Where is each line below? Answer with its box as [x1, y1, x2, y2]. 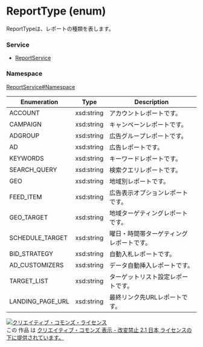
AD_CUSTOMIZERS [9, 260, 64, 269]
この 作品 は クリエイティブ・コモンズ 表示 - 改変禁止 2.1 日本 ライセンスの [6, 326, 192, 334]
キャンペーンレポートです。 [109, 120, 187, 128]
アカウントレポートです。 [109, 109, 182, 117]
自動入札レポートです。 [109, 250, 176, 258]
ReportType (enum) [6, 4, 106, 18]
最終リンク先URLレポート [109, 292, 182, 301]
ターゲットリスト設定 [109, 273, 170, 281]
